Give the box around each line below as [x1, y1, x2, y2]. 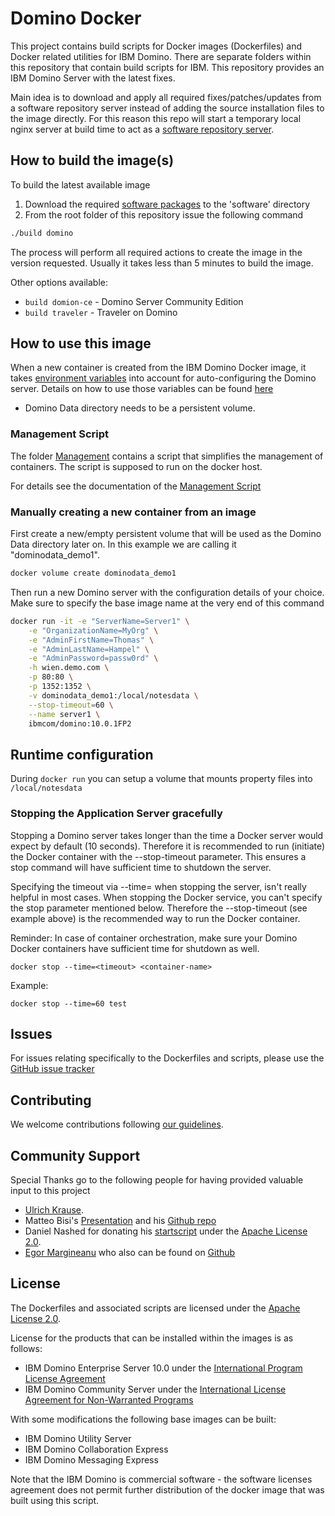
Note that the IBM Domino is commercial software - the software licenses [10, 1473, 313, 1485]
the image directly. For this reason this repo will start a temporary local [10, 112, 302, 124]
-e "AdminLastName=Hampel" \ [28, 644, 150, 654]
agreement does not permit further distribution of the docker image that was [10, 1483, 325, 1496]
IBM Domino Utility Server [24, 1432, 132, 1444]
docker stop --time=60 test [10, 998, 128, 1009]
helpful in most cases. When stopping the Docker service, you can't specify [10, 891, 323, 903]
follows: [10, 1342, 43, 1354]
